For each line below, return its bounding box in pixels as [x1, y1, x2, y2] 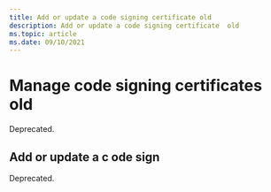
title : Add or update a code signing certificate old [9, 12, 213, 22]
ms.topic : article [9, 29, 77, 38]
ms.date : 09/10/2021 [9, 37, 86, 47]
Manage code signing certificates [9, 76, 263, 96]
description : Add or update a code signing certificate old [9, 21, 240, 30]
